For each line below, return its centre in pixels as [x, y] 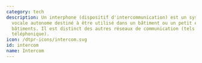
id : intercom [23, 46]
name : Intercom [25, 51]
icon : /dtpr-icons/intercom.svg [47, 40]
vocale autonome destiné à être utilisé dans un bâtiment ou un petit [102, 23]
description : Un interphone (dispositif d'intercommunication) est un [96, 17]
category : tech [25, 12]
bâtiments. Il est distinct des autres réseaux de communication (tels [103, 28]
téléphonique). [31, 34]
